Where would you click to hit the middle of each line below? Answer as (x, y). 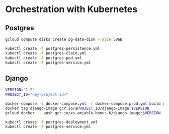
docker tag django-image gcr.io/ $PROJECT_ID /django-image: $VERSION (77, 108)
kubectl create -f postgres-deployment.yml (52, 122)
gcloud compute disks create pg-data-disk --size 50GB (64, 39)
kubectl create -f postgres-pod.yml (44, 58)
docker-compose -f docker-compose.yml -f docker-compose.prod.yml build (83, 104)
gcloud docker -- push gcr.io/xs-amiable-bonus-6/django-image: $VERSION (83, 113)
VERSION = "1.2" (20, 90)
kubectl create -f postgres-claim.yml (46, 53)
